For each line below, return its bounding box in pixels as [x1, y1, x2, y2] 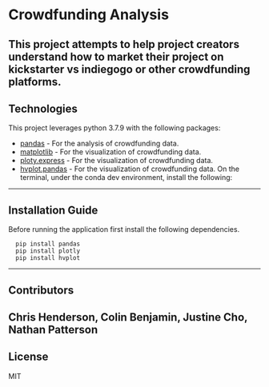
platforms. [8, 74, 62, 89]
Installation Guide [8, 203, 98, 217]
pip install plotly [15, 247, 81, 255]
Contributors [8, 283, 74, 297]
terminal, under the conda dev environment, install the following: [19, 173, 233, 182]
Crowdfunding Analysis [8, 6, 170, 24]
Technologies [8, 102, 78, 115]
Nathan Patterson [8, 322, 98, 337]
